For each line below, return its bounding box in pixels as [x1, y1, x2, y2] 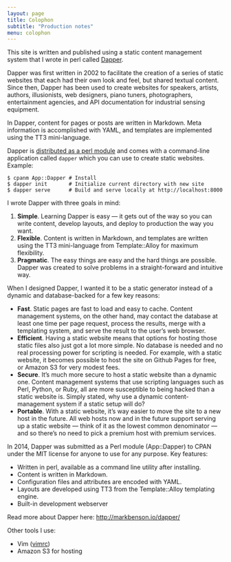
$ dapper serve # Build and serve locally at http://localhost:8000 [7, 187, 223, 194]
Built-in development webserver [16, 500, 109, 508]
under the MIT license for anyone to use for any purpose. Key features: [7, 450, 208, 458]
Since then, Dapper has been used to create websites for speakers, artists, [7, 83, 219, 92]
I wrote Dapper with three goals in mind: [7, 199, 121, 207]
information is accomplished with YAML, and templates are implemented [7, 126, 212, 134]
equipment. [7, 105, 40, 114]
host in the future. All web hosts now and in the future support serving [16, 415, 217, 423]
